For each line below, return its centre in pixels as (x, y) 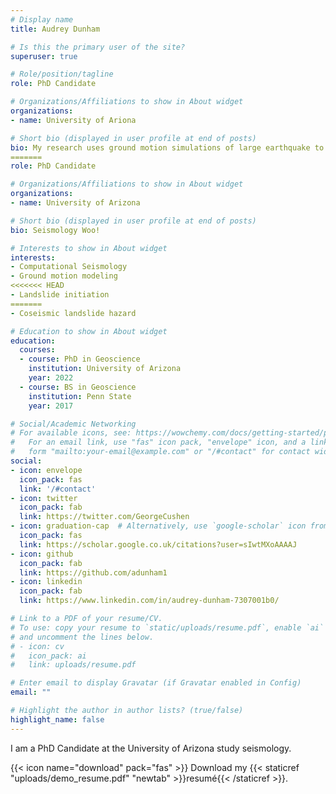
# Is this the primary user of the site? (98, 47)
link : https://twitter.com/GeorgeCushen (104, 517)
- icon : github (42, 554)
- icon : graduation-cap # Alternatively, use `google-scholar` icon (158, 526)
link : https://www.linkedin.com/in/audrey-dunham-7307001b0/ (149, 601)
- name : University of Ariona (73, 120)
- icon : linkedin (46, 582)
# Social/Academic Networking (73, 424)
